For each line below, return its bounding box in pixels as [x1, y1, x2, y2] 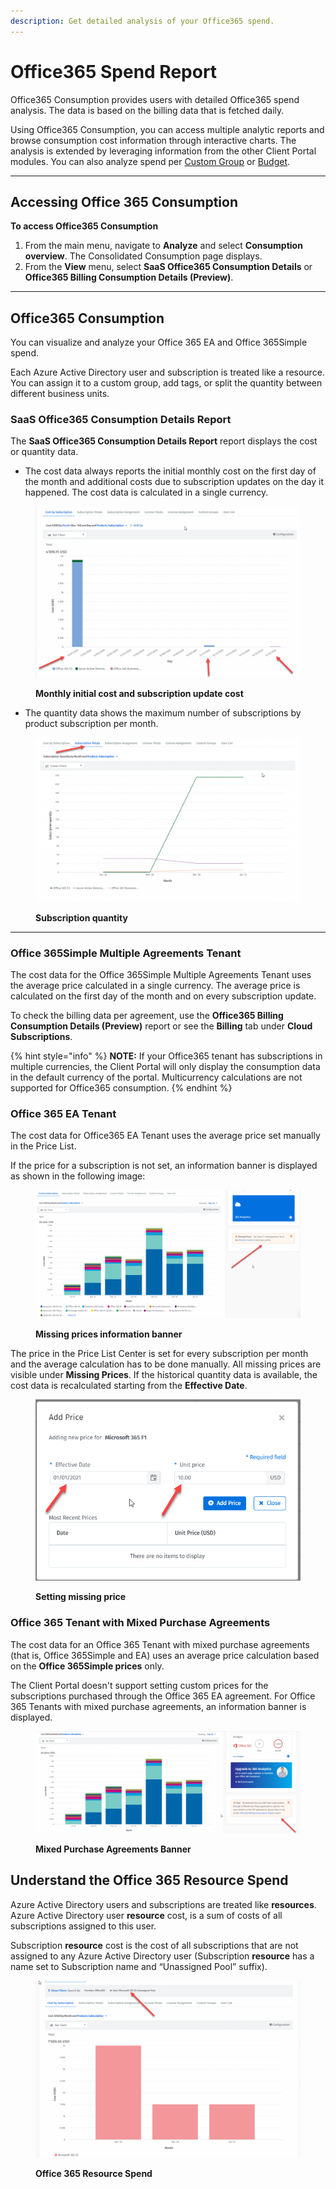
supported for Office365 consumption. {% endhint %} [10, 1081, 233, 1094]
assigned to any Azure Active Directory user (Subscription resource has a [10, 1950, 315, 1962]
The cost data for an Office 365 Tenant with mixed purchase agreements [10, 1638, 310, 1650]
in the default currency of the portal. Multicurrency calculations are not [10, 1071, 303, 1083]
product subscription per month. [24, 717, 159, 729]
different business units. [10, 388, 110, 400]
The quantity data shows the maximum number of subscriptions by [24, 706, 302, 719]
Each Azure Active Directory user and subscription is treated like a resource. [10, 366, 325, 379]
